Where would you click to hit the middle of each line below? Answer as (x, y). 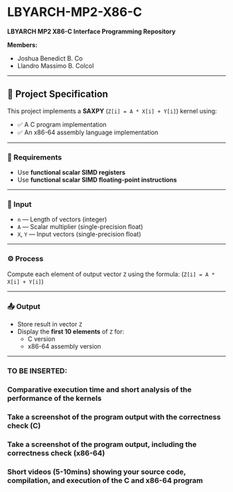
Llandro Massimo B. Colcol (55, 65)
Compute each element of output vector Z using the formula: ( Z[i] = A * (111, 274)
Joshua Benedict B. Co (50, 58)
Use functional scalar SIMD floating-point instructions (97, 180)
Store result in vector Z (50, 324)
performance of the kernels (54, 398)
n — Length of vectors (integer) (62, 219)
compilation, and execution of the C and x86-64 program (105, 480)
